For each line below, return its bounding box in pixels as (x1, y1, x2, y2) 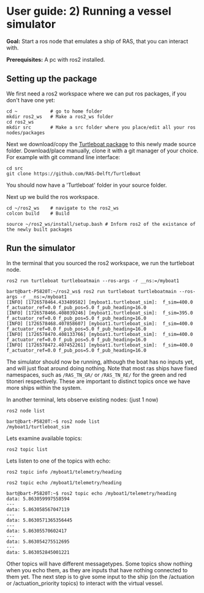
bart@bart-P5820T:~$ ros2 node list (6, 418, 100, 425)
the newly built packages (6, 226, 72, 233)
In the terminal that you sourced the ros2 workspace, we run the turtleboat (6, 259, 195, 267)
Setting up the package (6, 73, 97, 84)
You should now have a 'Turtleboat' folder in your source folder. (6, 181, 167, 188)
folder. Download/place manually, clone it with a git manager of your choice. (6, 147, 199, 154)
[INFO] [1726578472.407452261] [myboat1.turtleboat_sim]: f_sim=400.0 (6, 341, 193, 348)
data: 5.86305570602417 (6, 528, 67, 534)
